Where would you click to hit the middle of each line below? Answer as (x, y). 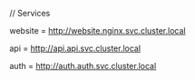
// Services (30, 13)
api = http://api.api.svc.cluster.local (75, 48)
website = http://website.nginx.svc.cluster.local (97, 30)
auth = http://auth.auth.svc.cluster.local (83, 66)
